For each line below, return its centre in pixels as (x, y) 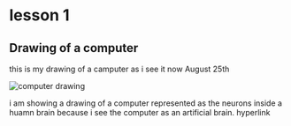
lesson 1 (39, 15)
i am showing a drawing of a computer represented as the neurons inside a (146, 103)
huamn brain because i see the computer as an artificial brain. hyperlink (140, 112)
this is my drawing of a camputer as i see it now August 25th (119, 69)
